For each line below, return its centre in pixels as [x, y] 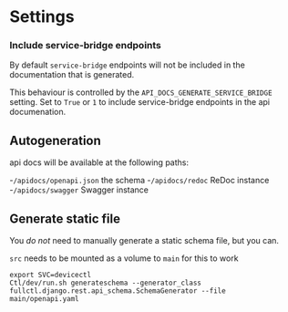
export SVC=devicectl [51, 276]
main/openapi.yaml [44, 299]
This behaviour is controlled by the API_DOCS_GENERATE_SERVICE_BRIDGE [141, 92]
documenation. [38, 112]
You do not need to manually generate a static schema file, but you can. [144, 241]
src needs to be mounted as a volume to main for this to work [124, 258]
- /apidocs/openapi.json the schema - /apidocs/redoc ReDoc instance [139, 181]
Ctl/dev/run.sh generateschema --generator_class [106, 283]
